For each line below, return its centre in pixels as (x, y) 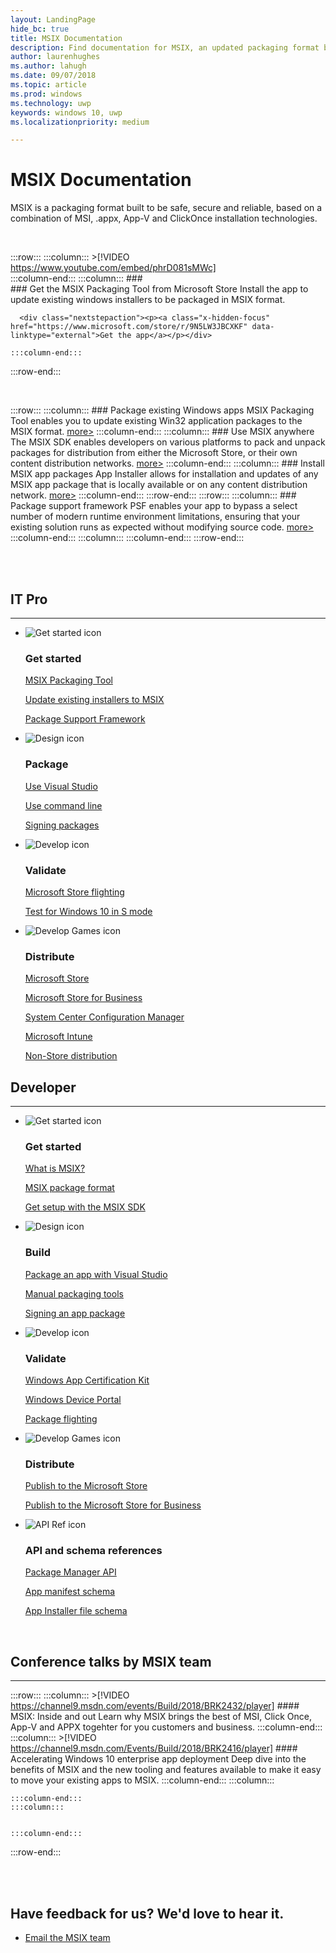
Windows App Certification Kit (87, 1380)
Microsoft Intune (58, 1037)
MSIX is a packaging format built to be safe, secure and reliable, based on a (166, 208)
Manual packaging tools (74, 1293)
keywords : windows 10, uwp (66, 112)
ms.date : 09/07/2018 (53, 76)
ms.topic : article (48, 85)
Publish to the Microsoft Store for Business (113, 1505)
